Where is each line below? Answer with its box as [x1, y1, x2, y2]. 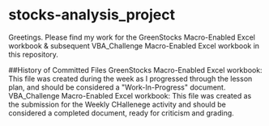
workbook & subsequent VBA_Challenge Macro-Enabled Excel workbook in [8, 40, 260, 50]
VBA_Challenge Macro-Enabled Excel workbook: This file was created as [8, 90, 252, 100]
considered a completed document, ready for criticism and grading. [8, 107, 235, 118]
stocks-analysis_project [8, 6, 176, 24]
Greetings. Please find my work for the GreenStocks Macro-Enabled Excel [8, 32, 255, 42]
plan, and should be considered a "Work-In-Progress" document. [8, 82, 226, 92]
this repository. [8, 49, 59, 59]
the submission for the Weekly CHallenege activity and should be [8, 99, 227, 109]
